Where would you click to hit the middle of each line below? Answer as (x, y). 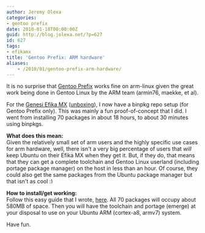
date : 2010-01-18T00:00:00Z (42, 29)
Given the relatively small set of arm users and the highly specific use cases (102, 142)
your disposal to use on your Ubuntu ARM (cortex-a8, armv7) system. (94, 213)
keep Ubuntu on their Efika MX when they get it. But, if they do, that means (101, 155)
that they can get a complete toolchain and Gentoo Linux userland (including (103, 162)
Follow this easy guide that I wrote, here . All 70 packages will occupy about (101, 200)
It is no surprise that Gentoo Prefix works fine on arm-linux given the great (100, 86)
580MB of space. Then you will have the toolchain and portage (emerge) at (101, 206)
